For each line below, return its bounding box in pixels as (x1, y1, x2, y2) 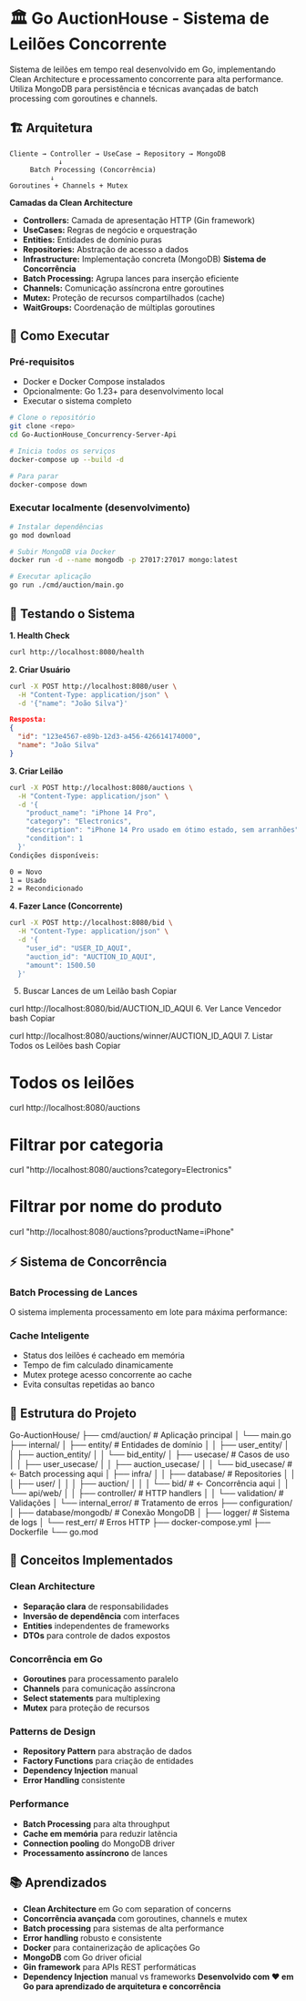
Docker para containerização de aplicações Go (22, 1943, 200, 1954)
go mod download (9, 530, 71, 539)
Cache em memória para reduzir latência (22, 1828, 178, 1839)
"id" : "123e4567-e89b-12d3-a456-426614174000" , (17, 732, 202, 742)
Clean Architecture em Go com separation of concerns (22, 1904, 232, 1914)
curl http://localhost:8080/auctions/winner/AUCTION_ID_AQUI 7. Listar (9, 1031, 273, 1042)
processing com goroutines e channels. (9, 93, 158, 104)
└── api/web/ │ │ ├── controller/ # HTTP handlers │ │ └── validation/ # (9, 1488, 284, 1499)
